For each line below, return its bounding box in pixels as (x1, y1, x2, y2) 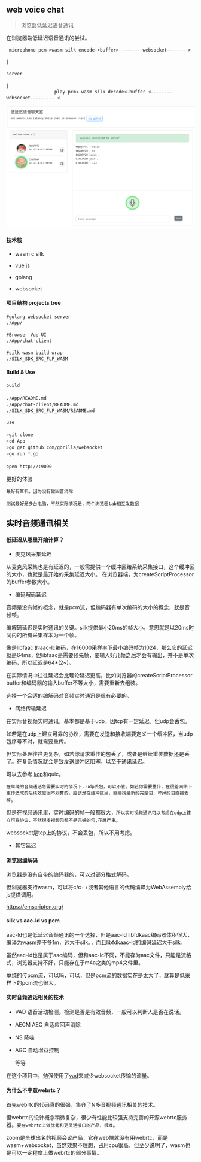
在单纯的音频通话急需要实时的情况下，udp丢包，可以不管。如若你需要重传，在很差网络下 (6, 784, 193, 790)
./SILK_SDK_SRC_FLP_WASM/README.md (6, 407, 95, 414)
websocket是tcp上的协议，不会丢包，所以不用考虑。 (6, 829, 136, 836)
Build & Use (6, 368, 35, 376)
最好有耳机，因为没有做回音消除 (6, 488, 74, 494)
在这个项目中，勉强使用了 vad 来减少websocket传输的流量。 (6, 1072, 153, 1079)
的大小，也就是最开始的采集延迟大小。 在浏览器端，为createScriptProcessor (6, 571, 194, 578)
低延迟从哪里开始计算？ (6, 536, 64, 543)
